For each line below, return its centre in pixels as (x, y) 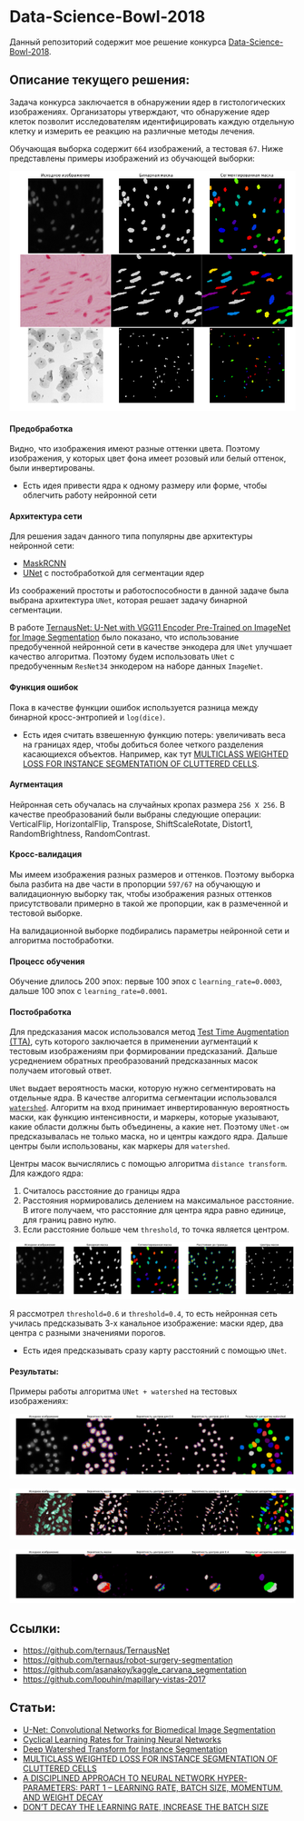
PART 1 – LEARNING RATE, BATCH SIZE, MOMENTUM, (181, 1787)
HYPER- (232, 1777)
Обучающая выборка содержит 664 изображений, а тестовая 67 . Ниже (147, 148)
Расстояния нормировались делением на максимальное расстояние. (158, 1200)
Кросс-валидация (46, 854)
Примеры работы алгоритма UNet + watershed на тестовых (123, 1391)
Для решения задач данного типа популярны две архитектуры (131, 536)
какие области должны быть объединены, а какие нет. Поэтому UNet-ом (149, 1127)
